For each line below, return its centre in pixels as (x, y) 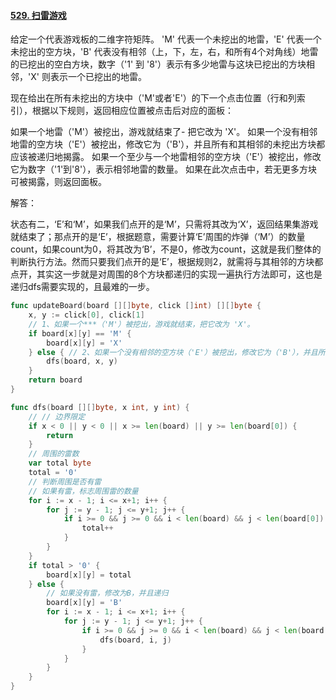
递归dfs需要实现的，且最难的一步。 (82, 287)
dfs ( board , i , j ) (135, 640)
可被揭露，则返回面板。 (58, 182)
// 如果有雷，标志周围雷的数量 (83, 491)
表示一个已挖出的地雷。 (98, 77)
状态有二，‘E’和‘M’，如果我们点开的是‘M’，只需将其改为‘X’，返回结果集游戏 (164, 224)
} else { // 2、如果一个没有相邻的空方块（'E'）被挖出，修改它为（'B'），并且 (173, 352)
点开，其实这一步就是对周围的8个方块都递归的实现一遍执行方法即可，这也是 (166, 274)
